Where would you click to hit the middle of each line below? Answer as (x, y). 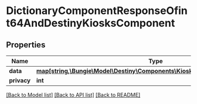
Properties (26, 45)
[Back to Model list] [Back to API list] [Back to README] (73, 95)
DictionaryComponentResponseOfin (97, 11)
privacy (20, 80)
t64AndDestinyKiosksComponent (91, 23)
